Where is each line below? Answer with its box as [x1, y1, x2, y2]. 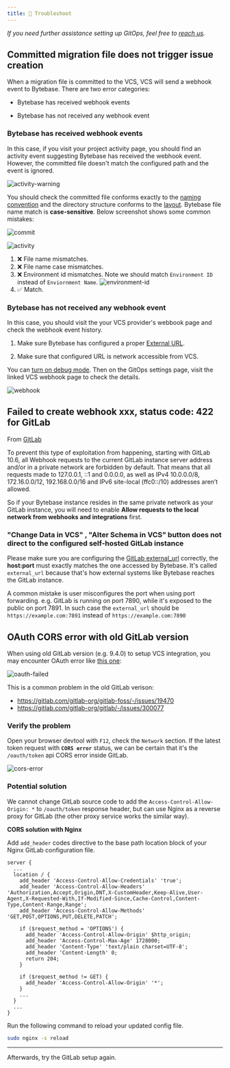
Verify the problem [7, 720, 71, 730]
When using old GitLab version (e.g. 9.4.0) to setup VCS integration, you [7, 649, 211, 657]
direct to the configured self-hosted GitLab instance [7, 538, 184, 548]
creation [7, 60, 44, 71]
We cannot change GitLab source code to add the [7, 797, 148, 806]
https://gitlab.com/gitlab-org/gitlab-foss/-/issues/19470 [16, 696, 175, 705]
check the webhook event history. [7, 326, 103, 334]
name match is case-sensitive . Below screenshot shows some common [7, 207, 211, 216]
